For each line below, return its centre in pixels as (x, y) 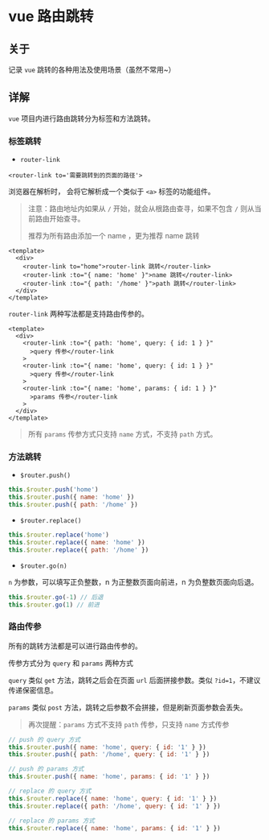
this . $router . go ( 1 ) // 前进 (54, 605)
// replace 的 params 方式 (51, 821)
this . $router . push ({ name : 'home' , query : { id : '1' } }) (107, 747)
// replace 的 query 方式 (50, 791)
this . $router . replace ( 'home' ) (59, 535)
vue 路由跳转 (51, 17)
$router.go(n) (43, 566)
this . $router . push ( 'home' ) (53, 490)
